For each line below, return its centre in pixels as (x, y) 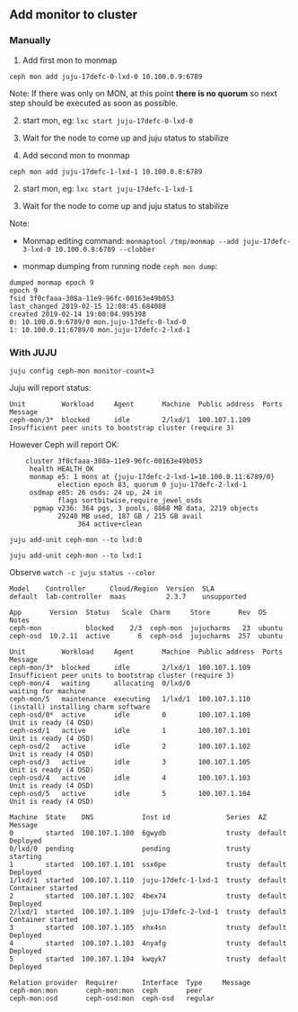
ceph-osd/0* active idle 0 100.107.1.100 (130, 715)
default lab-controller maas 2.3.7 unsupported (128, 596)
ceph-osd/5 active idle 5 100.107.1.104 (130, 793)
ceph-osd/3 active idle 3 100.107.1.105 (130, 762)
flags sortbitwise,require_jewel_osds (130, 500)
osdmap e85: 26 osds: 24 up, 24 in (96, 492)
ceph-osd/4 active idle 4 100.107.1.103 (130, 778)
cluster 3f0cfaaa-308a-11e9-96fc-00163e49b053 (114, 461)
